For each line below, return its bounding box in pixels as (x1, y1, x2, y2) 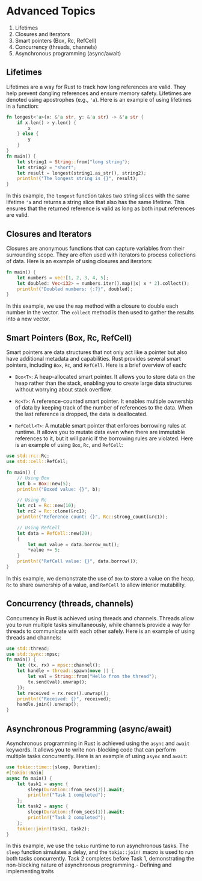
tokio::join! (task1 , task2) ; (17, 826, 90, 832)
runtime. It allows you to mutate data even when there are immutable (14, 429, 185, 436)
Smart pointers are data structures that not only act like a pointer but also (6, 349, 188, 356)
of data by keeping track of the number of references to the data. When (14, 404, 193, 411)
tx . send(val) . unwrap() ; (28, 679, 87, 685)
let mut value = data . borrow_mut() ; (28, 541, 120, 547)
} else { (17, 131, 39, 137)
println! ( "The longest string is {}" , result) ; (17, 176, 138, 182)
